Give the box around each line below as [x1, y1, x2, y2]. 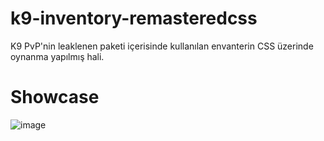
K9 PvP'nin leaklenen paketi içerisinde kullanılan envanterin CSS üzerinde [10, 40, 314, 52]
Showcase [10, 86, 100, 109]
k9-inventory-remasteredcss [10, 7, 258, 30]
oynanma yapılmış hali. [10, 50, 105, 62]
